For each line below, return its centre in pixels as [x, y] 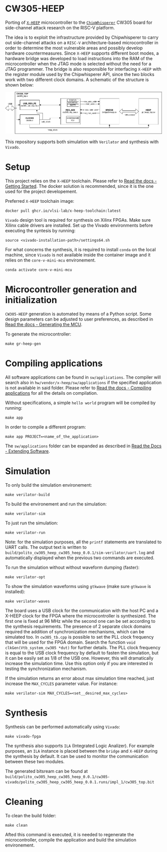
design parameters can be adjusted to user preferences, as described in [79, 319]
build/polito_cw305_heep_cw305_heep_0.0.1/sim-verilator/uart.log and [80, 552]
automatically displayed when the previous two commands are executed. [80, 558]
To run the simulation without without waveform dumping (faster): [72, 567]
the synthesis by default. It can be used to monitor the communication [77, 756]
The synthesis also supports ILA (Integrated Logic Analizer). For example [80, 746]
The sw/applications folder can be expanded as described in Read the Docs [83, 446]
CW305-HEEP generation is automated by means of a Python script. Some [78, 314]
